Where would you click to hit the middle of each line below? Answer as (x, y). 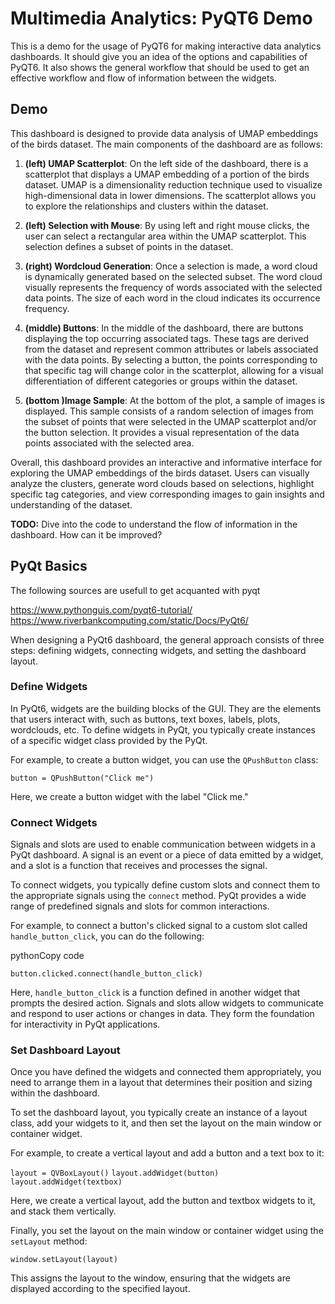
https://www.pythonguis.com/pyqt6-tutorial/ (101, 609)
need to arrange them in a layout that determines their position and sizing (161, 1083)
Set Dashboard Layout (65, 1050)
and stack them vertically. (63, 1211)
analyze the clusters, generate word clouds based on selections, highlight (162, 483)
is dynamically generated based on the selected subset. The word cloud (173, 276)
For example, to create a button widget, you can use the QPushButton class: (164, 759)
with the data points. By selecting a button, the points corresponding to (171, 359)
